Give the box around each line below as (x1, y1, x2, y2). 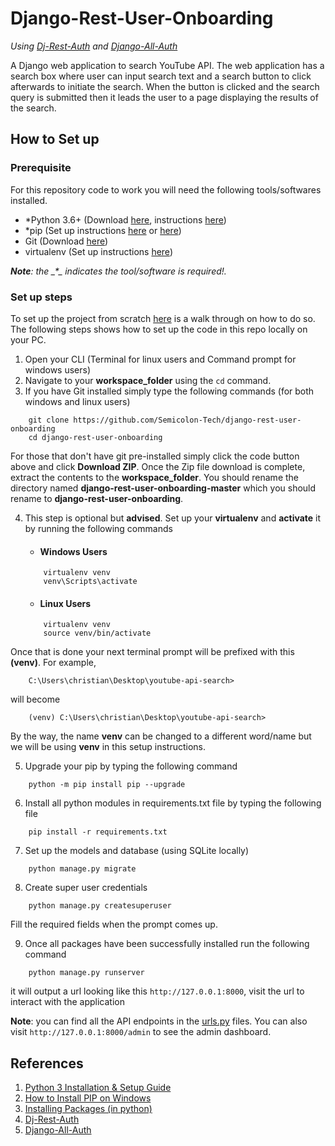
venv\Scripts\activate (43, 577, 138, 587)
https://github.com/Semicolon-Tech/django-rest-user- (73, 415, 302, 425)
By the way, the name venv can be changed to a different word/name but (10, 730, 312, 742)
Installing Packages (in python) (24, 1103, 153, 1115)
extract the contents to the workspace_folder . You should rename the (10, 471, 299, 483)
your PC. (10, 333, 47, 346)
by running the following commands (24, 522, 173, 534)
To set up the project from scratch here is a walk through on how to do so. (10, 312, 316, 324)
